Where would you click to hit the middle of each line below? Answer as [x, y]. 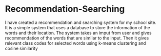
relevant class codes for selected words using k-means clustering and [76, 43]
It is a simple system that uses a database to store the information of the [78, 27]
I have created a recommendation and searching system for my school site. [81, 22]
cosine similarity [21, 48]
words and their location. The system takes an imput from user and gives [79, 33]
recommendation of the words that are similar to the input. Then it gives [77, 38]
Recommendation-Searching [65, 9]
